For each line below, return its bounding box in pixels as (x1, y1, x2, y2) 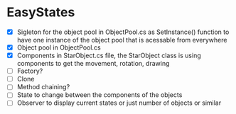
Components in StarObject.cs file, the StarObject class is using (16, 51, 201, 60)
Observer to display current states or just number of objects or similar (16, 98, 222, 107)
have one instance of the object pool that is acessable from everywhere (16, 36, 227, 44)
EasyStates (6, 4, 75, 21)
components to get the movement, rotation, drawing (16, 59, 170, 68)
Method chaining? (16, 83, 70, 91)
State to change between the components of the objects (16, 91, 183, 99)
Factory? (16, 67, 43, 75)
